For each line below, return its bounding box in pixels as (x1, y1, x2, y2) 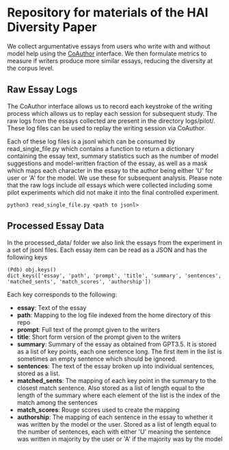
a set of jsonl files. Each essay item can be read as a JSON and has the (7, 246, 207, 254)
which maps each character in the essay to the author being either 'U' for (7, 166, 214, 174)
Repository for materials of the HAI (7, 5, 208, 21)
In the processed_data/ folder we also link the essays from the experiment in (7, 238, 222, 246)
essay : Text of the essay (16, 303, 87, 311)
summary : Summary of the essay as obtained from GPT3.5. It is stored (16, 340, 217, 348)
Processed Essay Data (7, 220, 105, 232)
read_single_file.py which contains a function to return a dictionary (7, 144, 195, 152)
